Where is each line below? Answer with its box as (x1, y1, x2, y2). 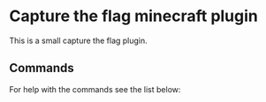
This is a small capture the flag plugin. (9, 35, 148, 46)
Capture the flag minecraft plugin (9, 6, 259, 26)
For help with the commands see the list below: (9, 84, 181, 94)
